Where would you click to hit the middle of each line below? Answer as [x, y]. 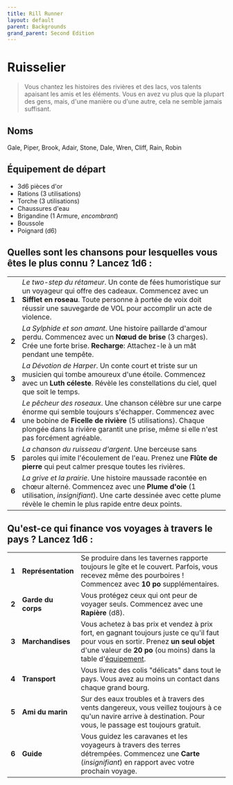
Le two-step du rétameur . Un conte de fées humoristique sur [121, 282]
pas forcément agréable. [62, 438]
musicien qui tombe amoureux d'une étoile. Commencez [114, 374]
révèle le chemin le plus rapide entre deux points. [102, 504]
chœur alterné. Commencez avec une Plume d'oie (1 [109, 486]
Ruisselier [36, 68]
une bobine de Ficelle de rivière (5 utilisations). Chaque [113, 420]
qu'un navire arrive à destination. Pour [143, 716]
